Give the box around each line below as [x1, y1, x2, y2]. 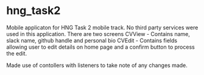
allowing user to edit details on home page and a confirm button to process [6, 43, 195, 51]
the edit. [6, 49, 27, 57]
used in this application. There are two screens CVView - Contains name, [6, 30, 190, 37]
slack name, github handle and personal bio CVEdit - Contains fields [6, 37, 178, 44]
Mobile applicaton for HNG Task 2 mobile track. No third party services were [6, 24, 199, 31]
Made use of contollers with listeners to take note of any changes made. [6, 62, 188, 69]
